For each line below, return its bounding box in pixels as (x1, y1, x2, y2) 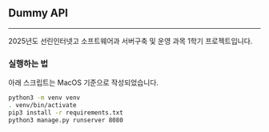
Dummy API (8, 6, 69, 20)
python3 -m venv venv (8, 94, 81, 102)
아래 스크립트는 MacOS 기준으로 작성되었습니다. (8, 78, 159, 87)
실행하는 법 (8, 58, 49, 69)
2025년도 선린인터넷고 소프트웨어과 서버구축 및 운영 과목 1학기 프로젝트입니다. (8, 36, 253, 46)
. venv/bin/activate (8, 101, 78, 109)
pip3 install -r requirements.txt (8, 108, 124, 117)
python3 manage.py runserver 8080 (8, 116, 124, 124)
